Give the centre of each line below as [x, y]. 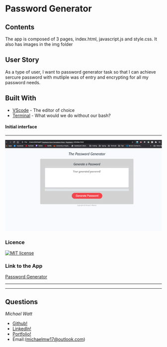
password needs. [23, 82]
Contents [20, 27]
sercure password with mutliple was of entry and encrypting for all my [77, 77]
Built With [21, 98]
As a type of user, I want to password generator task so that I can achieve [81, 72]
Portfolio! [22, 334]
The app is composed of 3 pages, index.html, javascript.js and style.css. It [81, 39]
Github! [20, 324]
